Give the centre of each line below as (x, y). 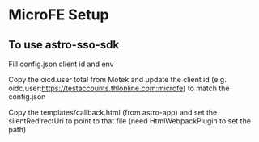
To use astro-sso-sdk (64, 45)
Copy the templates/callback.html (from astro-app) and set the (113, 112)
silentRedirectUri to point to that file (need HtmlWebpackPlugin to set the (129, 121)
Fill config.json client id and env (61, 64)
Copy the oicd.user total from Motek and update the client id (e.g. (117, 79)
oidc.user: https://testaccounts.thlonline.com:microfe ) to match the (119, 88)
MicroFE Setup (59, 15)
